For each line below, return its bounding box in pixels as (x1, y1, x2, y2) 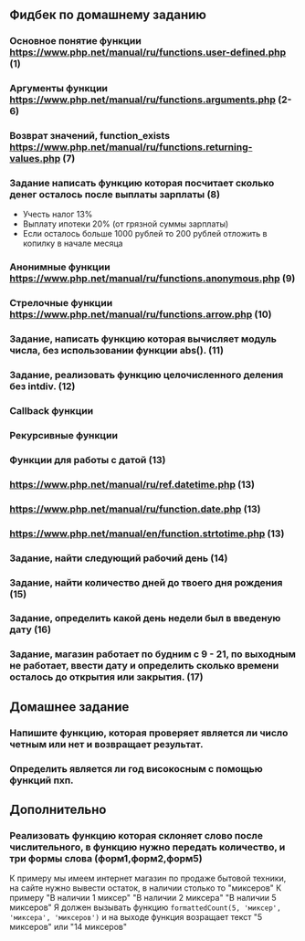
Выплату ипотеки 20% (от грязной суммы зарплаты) (22, 218, 229, 229)
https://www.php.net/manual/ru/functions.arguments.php (9, 93, 277, 106)
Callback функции (9, 405, 94, 418)
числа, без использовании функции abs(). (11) (9, 344, 225, 357)
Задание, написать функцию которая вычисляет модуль (9, 333, 277, 345)
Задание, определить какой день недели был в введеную (9, 612, 281, 625)
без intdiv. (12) (9, 380, 76, 393)
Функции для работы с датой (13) (9, 453, 166, 466)
